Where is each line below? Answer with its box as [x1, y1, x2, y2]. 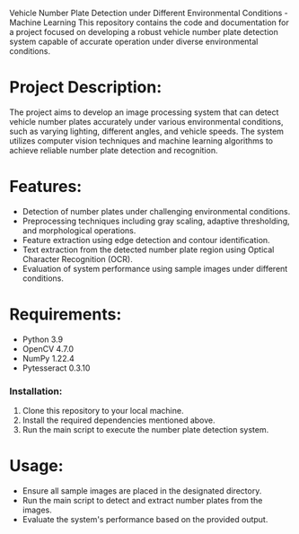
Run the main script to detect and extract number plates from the [22, 495, 263, 506]
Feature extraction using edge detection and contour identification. [22, 234, 271, 245]
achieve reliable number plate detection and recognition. [9, 144, 218, 155]
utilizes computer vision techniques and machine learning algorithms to [9, 135, 274, 146]
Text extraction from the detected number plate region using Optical [22, 244, 275, 255]
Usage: [9, 456, 65, 477]
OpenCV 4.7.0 [22, 343, 75, 354]
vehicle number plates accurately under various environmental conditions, [9, 116, 284, 127]
